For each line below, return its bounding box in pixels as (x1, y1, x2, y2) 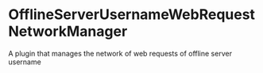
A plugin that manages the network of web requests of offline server (8, 48, 233, 58)
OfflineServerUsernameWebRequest (8, 6, 256, 24)
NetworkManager (8, 22, 128, 40)
